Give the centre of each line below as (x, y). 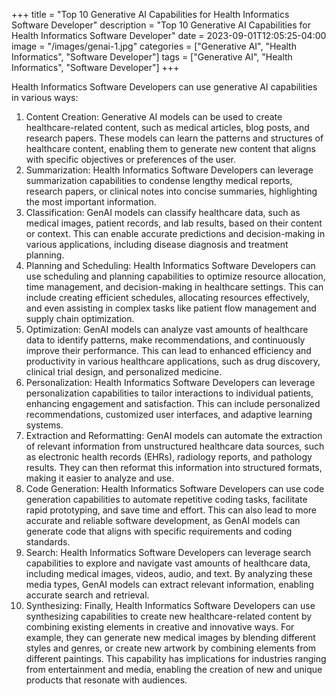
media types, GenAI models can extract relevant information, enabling (169, 584)
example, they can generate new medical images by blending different (170, 637)
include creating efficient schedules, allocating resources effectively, (167, 297)
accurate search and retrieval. (87, 595)
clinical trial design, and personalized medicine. (124, 372)
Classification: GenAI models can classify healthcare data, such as (163, 212)
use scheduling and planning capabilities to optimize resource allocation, (175, 276)
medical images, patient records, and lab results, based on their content (174, 223)
